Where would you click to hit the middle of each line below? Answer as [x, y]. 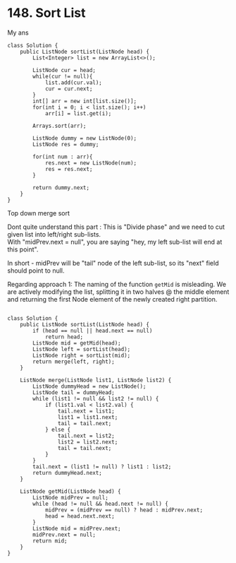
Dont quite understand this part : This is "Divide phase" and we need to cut [116, 227]
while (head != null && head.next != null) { [101, 504]
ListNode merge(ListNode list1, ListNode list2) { [96, 380]
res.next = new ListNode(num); [91, 163]
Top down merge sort [39, 213]
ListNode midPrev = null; [71, 497]
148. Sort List [46, 13]
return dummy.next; [61, 188]
